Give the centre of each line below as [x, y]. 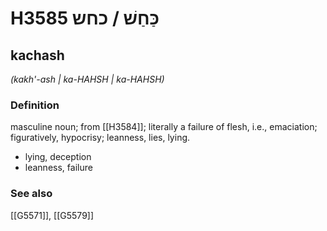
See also [31, 194]
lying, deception [58, 157]
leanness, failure [58, 168]
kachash [37, 55]
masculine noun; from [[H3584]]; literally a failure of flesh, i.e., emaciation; [164, 127]
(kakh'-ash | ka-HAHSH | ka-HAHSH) [87, 79]
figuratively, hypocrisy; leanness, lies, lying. [100, 138]
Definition [35, 105]
